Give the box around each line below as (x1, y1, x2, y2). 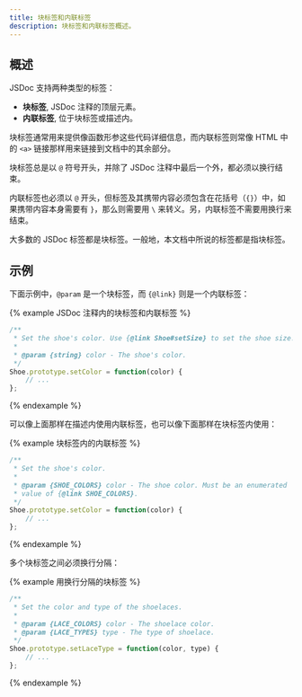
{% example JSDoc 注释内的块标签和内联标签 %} (9, 307, 191, 319)
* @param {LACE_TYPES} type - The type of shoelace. (13, 628, 216, 637)
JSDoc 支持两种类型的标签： (9, 83, 115, 93)
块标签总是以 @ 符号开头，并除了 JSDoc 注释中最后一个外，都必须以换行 (9, 163, 276, 173)
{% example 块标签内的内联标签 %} (9, 437, 141, 449)
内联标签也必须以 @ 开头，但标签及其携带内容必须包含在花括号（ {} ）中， (9, 192, 279, 203)
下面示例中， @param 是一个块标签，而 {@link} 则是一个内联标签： (9, 288, 250, 299)
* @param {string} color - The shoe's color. (13, 350, 187, 359)
